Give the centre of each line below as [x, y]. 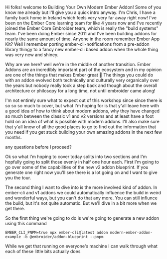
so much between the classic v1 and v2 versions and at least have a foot [80, 116]
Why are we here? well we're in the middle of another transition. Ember [78, 64]
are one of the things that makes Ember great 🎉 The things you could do [79, 75]
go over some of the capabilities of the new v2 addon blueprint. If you [77, 167]
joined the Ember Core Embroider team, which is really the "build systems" [82, 28]
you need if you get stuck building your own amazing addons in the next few [83, 132]
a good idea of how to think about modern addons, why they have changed [82, 111]
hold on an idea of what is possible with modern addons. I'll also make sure [82, 122]
